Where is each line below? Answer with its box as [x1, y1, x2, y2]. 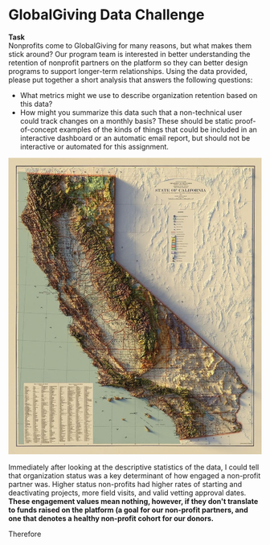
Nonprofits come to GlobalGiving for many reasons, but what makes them [8, 40, 252, 50]
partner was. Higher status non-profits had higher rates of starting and [8, 480, 243, 490]
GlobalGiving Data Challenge [8, 6, 205, 24]
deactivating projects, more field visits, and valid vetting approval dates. [8, 488, 247, 498]
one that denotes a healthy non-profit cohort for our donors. [8, 514, 215, 523]
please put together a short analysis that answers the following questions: [8, 75, 253, 84]
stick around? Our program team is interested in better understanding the [8, 49, 251, 59]
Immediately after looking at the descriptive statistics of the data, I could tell [8, 462, 260, 472]
